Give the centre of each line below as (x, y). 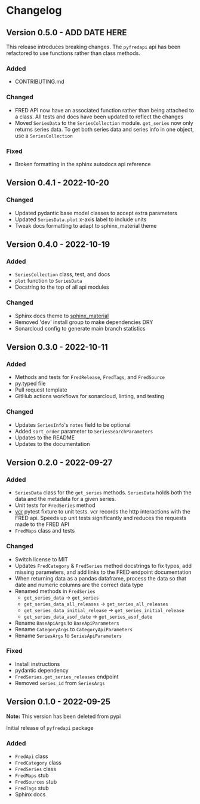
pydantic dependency (41, 670)
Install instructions (37, 664)
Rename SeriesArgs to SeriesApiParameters (68, 635)
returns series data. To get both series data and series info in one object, (104, 129)
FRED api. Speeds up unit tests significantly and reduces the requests (101, 518)
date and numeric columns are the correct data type (79, 585)
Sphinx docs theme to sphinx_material (62, 316)
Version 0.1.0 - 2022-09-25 (59, 702)
